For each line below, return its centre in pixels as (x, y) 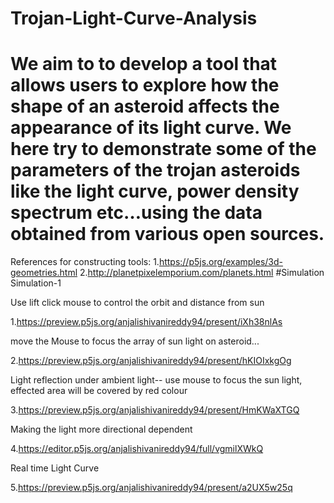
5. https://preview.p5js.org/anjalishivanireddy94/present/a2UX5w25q (151, 488)
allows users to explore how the (145, 85)
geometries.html (44, 273)
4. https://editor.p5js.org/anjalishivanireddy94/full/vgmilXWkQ (137, 449)
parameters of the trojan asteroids (155, 170)
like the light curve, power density (155, 191)
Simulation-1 (36, 283)
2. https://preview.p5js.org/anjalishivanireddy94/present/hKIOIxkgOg (151, 361)
